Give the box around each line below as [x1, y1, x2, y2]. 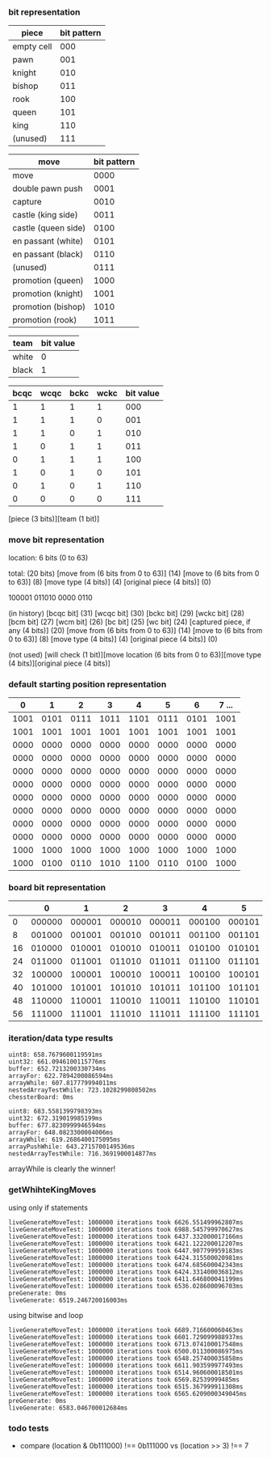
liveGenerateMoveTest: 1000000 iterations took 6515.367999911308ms [8, 1382, 244, 1391]
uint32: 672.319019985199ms [8, 1114, 103, 1122]
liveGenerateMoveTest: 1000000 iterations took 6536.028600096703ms [8, 1282, 244, 1290]
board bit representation [8, 881, 106, 893]
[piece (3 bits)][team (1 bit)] [8, 514, 100, 524]
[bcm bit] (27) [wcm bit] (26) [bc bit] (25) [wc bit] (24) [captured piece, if [8, 617, 251, 627]
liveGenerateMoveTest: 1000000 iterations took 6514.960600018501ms [8, 1368, 244, 1376]
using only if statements [8, 1202, 89, 1212]
